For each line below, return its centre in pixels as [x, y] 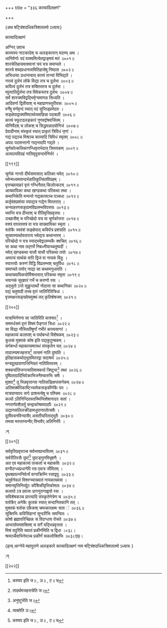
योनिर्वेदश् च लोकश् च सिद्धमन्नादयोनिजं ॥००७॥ [42, 126]
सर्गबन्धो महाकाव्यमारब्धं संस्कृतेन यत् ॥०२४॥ [41, 346]
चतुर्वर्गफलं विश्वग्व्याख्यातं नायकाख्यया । [36, 480]
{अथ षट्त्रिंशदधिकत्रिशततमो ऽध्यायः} [34, 27]
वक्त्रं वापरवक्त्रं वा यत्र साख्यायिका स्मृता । [37, 224]
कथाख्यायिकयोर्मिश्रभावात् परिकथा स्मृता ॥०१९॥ [42, 275]
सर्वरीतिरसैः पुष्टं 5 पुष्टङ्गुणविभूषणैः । [33, 457]
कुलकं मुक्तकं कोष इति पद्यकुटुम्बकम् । [35, 340]
